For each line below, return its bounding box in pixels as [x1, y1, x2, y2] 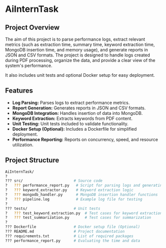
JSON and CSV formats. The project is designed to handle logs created [5, 52, 150, 58]
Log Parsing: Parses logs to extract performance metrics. [12, 99, 130, 105]
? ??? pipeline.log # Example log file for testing [5, 197, 142, 201]
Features [5, 87, 33, 95]
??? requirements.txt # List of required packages [5, 234, 134, 239]
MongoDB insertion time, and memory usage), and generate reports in [5, 47, 148, 52]
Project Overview [5, 23, 60, 32]
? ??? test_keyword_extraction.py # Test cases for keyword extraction [5, 210, 163, 216]
